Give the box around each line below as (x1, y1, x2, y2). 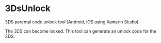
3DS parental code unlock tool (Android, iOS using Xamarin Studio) (5, 19, 139, 25)
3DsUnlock (5, 3, 51, 14)
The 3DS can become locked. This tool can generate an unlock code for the (5, 28, 157, 34)
